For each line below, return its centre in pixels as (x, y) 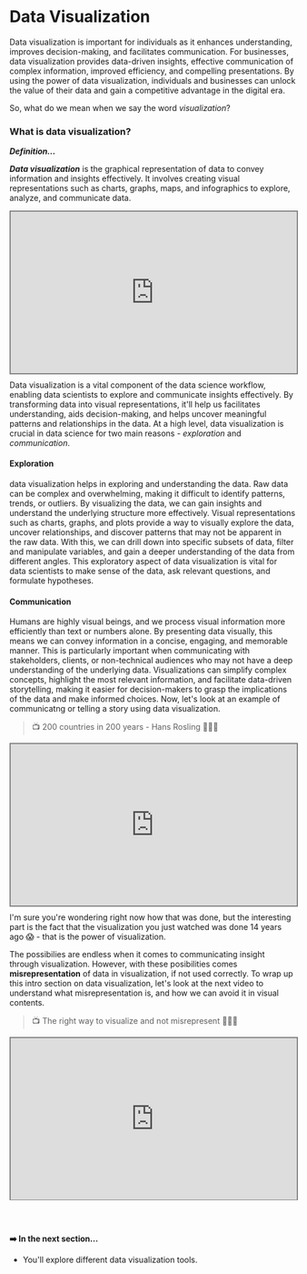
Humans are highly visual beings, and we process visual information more (148, 622)
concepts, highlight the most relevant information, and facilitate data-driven (151, 680)
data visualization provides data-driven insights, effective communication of (151, 61)
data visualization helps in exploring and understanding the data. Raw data (149, 483)
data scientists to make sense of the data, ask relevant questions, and (140, 571)
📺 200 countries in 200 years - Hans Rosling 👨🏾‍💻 (125, 727)
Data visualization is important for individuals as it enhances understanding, (151, 42)
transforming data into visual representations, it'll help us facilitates (135, 404)
